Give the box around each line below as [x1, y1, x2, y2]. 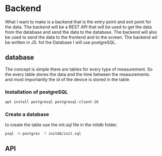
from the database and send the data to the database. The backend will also [5, 29, 158, 35]
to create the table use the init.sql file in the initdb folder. [5, 122, 118, 128]
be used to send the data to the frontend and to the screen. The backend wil [5, 34, 158, 40]
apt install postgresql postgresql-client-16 [5, 99, 98, 104]
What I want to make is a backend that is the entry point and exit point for [5, 19, 152, 25]
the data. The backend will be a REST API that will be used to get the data [5, 24, 152, 29]
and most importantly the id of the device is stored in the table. [5, 76, 130, 82]
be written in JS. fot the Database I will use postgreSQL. [5, 39, 117, 45]
